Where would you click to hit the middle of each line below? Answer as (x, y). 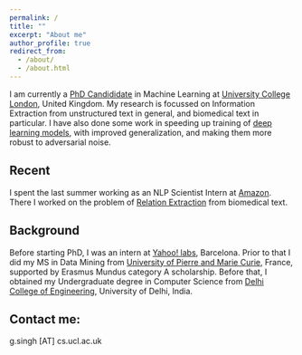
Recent (30, 171)
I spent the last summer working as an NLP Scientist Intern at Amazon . (141, 192)
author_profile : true (50, 43)
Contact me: (45, 319)
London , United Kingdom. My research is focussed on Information (132, 103)
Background (44, 230)
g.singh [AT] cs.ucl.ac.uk (56, 341)
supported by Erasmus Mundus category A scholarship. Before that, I (138, 272)
